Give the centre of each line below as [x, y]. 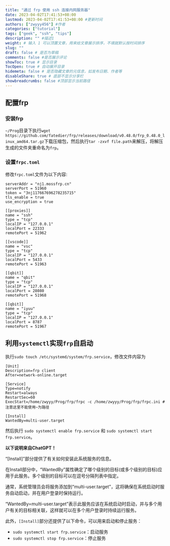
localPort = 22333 [25, 228]
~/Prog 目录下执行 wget [28, 131]
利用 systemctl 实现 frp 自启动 [49, 343]
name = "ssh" [19, 215]
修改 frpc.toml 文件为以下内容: [36, 174]
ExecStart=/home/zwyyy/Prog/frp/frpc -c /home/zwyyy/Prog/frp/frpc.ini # [85, 402]
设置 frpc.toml [23, 162]
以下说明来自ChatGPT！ [31, 448]
